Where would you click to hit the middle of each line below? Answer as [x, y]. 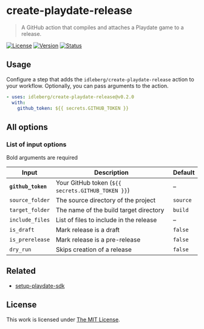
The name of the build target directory [110, 210]
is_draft [22, 230]
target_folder [30, 210]
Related [21, 271]
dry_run [20, 250]
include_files [30, 220]
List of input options [36, 144]
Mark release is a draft [88, 230]
